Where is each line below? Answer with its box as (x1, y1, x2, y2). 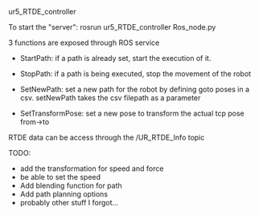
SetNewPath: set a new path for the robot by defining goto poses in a (19, 84, 250, 94)
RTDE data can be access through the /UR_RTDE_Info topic (8, 132, 205, 142)
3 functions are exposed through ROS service (8, 38, 160, 47)
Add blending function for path (19, 181, 122, 190)
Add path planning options (19, 189, 109, 199)
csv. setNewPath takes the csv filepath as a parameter (19, 93, 201, 103)
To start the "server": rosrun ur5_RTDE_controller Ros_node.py (8, 22, 216, 31)
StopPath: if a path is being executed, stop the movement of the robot (19, 69, 252, 79)
